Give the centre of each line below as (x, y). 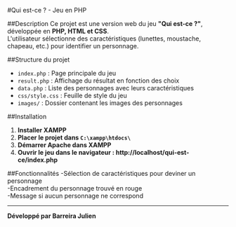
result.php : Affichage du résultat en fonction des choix (98, 81)
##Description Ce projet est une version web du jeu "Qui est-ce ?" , (105, 23)
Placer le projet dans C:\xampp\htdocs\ (74, 137)
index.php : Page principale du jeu (67, 73)
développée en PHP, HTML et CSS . (58, 31)
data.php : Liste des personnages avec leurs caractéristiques (106, 88)
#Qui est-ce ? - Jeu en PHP (47, 10)
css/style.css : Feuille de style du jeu (72, 95)
